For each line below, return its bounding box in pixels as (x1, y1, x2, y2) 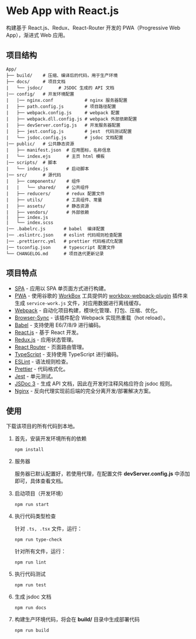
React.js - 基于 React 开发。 (14, 329, 82, 336)
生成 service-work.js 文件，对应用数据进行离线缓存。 (14, 299, 145, 306)
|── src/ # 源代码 (6, 172, 61, 178)
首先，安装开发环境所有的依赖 (14, 435, 87, 442)
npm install (14, 447, 44, 453)
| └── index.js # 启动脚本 (6, 166, 90, 172)
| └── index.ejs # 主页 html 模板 (6, 153, 105, 159)
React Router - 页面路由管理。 (14, 343, 87, 350)
